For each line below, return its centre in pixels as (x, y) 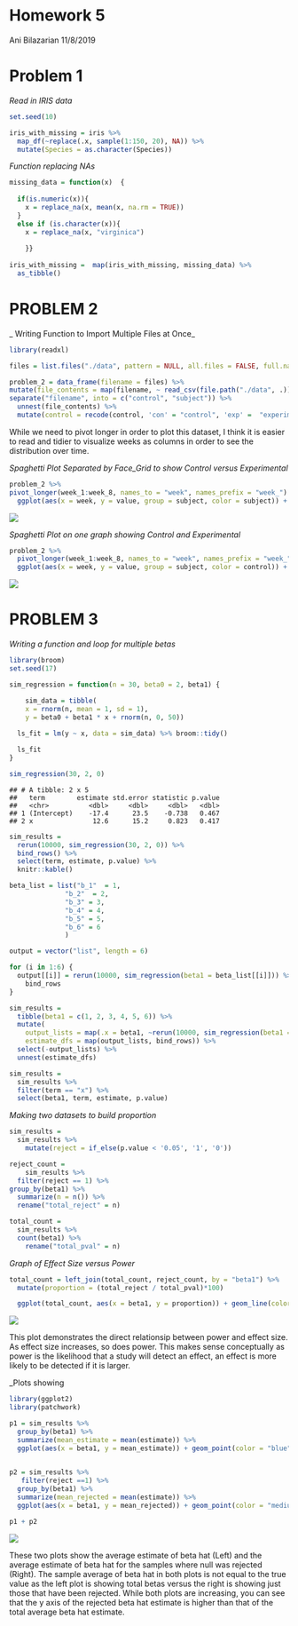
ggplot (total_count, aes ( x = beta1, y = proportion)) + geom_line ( (145, 1304)
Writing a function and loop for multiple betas (92, 644)
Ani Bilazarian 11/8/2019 (52, 40)
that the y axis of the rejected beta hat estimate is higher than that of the (141, 1602)
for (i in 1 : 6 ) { (41, 968)
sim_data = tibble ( (61, 701)
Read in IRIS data (41, 100)
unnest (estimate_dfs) (57, 1058)
